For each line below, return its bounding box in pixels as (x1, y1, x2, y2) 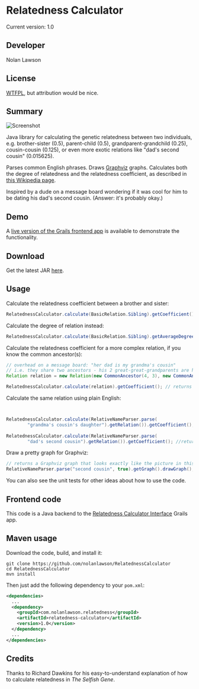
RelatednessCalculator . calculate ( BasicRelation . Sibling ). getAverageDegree (6, 333, 195, 339)
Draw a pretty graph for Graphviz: (6, 449, 89, 456)
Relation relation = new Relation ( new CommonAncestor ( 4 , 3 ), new (6, 373, 171, 379)
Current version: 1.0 (6, 23, 54, 30)
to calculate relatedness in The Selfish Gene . (6, 675, 115, 683)
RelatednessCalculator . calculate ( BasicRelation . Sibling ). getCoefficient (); (6, 311, 197, 317)
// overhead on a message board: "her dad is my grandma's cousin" (6, 362, 176, 368)
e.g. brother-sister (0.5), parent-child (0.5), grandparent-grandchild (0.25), (6, 140, 188, 147)
